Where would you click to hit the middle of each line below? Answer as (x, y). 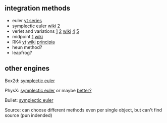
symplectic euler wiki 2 (36, 26)
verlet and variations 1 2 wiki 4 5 (45, 31)
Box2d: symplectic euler (30, 81)
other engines (27, 68)
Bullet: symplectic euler (29, 100)
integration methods (38, 8)
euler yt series (27, 20)
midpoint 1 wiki (27, 36)
